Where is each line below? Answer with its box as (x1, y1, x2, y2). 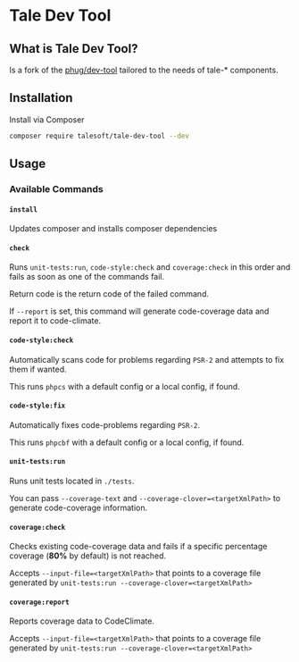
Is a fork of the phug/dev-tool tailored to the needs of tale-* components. (9, 64, 278, 75)
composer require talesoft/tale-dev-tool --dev (9, 131, 190, 140)
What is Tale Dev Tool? (9, 41, 138, 56)
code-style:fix (9, 401, 66, 411)
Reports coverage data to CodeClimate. (9, 616, 154, 626)
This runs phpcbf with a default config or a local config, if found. (9, 437, 245, 448)
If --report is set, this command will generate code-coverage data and (9, 306, 270, 317)
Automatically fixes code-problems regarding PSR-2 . (9, 419, 201, 430)
